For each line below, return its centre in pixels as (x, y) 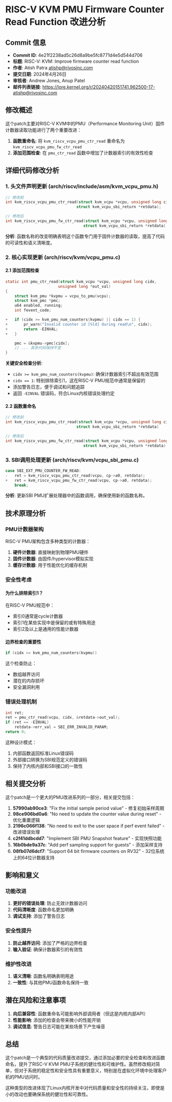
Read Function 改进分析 (56, 22)
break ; (21, 485)
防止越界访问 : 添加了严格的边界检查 (50, 943)
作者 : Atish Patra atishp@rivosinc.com (53, 68)
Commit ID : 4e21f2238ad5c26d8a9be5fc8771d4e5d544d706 (78, 55)
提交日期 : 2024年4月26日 (39, 74)
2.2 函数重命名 (21, 406)
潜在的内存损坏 (28, 681)
